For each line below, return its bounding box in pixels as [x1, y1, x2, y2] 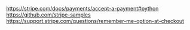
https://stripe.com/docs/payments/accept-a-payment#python [6, 5, 159, 12]
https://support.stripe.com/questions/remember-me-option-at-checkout [6, 18, 184, 24]
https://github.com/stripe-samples [6, 11, 91, 18]
